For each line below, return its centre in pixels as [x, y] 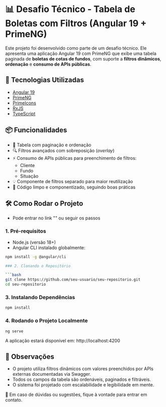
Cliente [27, 165]
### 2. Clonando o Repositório [38, 266]
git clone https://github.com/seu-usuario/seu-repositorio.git [73, 280]
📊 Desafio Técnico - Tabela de [70, 9]
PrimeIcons [24, 103]
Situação [29, 176]
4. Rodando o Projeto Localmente [47, 321]
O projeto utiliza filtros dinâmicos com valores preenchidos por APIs [83, 369]
